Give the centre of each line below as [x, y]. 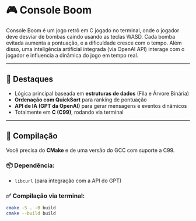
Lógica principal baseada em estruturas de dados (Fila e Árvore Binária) [102, 93]
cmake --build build [31, 213]
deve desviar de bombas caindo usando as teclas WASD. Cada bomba [91, 36]
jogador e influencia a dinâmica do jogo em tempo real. [72, 55]
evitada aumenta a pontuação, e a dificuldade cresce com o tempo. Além [94, 43]
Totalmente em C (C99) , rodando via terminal [69, 112]
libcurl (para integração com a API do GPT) [68, 181]
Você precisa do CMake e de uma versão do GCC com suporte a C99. [90, 150]
